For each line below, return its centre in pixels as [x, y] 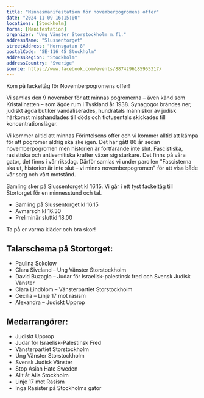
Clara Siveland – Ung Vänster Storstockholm [71, 270]
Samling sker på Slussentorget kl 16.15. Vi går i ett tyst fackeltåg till [90, 186]
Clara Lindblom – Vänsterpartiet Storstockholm [74, 289]
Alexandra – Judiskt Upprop [50, 302]
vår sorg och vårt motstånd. [41, 175]
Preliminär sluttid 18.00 [44, 218]
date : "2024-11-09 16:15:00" [43, 18]
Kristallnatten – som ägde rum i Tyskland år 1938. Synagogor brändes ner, [99, 104]
